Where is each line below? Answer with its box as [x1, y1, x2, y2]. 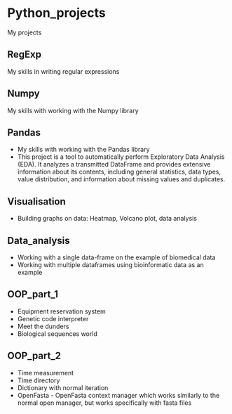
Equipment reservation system [17, 307, 107, 316]
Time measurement [17, 368, 74, 377]
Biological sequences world [17, 329, 98, 338]
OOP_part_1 [7, 288, 58, 300]
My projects [7, 28, 42, 37]
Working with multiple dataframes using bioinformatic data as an [17, 261, 205, 269]
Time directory [17, 376, 60, 384]
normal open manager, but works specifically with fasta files [17, 399, 192, 407]
